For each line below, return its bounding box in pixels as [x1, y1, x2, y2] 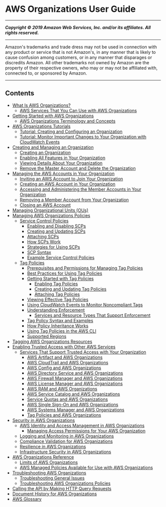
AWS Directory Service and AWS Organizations [27, 370, 124, 376]
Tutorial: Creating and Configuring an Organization [19, 128, 123, 134]
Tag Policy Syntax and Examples [27, 317, 93, 323]
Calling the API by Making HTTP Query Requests [12, 485, 112, 491]
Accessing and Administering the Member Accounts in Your [19, 186, 142, 192]
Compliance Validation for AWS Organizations [19, 438, 113, 444]
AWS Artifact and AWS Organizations [27, 354, 103, 360]
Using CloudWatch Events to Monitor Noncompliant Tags [27, 301, 143, 307]
